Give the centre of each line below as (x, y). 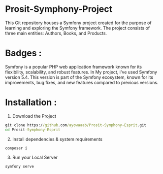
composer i (16, 148)
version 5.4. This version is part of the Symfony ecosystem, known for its (79, 77)
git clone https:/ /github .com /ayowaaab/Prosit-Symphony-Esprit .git (76, 125)
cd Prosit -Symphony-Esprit (33, 130)
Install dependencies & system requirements (57, 139)
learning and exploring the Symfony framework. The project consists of (78, 28)
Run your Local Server (35, 157)
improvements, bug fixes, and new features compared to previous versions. (82, 82)
